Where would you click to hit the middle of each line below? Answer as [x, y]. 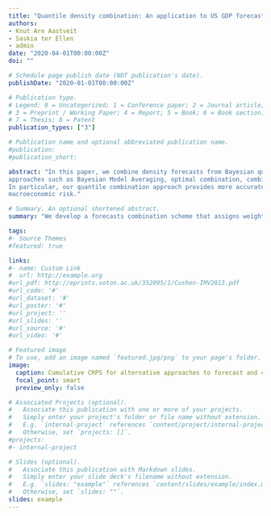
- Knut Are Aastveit [43, 31]
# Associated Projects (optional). [68, 402]
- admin [21, 46]
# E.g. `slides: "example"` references [79, 485]
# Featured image [38, 350]
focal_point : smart [48, 380]
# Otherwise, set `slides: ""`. [67, 492]
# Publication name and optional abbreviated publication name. [119, 142]
